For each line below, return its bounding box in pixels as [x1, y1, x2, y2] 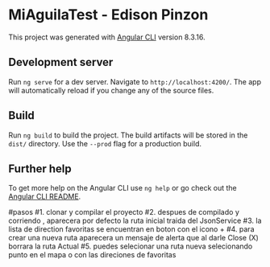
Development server [8, 55, 114, 69]
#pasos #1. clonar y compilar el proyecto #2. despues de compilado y [8, 207, 239, 217]
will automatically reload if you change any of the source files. [8, 85, 214, 95]
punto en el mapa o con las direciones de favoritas [8, 250, 177, 260]
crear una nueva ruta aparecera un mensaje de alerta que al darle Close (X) [8, 233, 260, 243]
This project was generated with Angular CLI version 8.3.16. [8, 32, 206, 42]
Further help [8, 162, 73, 175]
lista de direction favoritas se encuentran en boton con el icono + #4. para [8, 224, 255, 234]
